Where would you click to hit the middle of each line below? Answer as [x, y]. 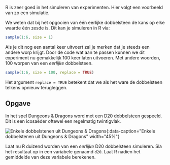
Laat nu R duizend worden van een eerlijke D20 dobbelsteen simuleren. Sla [84, 146]
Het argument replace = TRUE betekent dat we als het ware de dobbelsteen [84, 82]
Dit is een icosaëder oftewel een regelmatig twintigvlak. [63, 121]
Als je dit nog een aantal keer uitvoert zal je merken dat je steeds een [77, 47]
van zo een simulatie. [27, 13]
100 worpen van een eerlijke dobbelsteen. [49, 63]
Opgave [18, 104]
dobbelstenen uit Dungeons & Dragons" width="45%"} [63, 136]
